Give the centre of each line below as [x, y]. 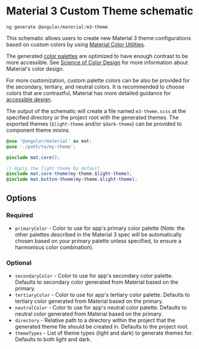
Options [22, 198]
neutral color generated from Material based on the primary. [89, 314]
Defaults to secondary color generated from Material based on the [97, 282]
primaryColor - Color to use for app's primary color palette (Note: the [100, 228]
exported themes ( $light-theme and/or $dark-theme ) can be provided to [94, 123]
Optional [19, 263]
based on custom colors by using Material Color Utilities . [76, 44]
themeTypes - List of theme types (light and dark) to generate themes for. [104, 333]
